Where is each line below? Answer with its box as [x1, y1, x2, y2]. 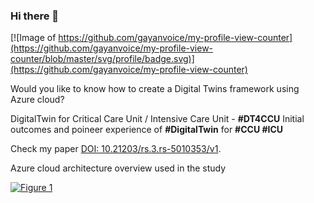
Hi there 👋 [10, 9, 60, 23]
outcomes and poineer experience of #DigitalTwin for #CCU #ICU [10, 124, 284, 136]
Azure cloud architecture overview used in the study [10, 162, 227, 174]
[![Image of [10, 32, 57, 44]
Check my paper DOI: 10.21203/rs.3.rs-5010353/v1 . [10, 143, 222, 155]
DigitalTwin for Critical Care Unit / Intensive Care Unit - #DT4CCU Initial [10, 113, 305, 125]
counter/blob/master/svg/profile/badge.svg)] [10, 53, 195, 65]
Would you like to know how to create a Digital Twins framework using [10, 83, 300, 95]
